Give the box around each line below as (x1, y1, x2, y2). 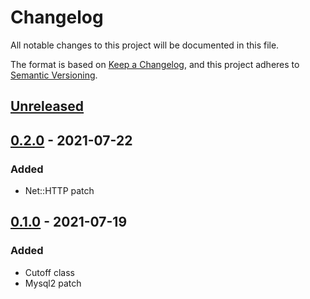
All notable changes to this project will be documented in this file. (10, 39, 280, 51)
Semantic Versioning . (10, 69, 98, 81)
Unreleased (10, 98, 85, 115)
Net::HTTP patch (24, 185, 95, 197)
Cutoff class (24, 266, 75, 278)
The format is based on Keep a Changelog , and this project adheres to (10, 58, 300, 70)
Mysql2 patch (24, 277, 82, 289)
